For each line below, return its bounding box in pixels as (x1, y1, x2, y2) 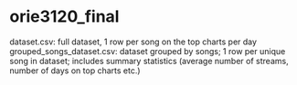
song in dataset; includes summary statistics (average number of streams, (9, 55, 290, 66)
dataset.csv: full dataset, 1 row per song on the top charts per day (9, 36, 258, 47)
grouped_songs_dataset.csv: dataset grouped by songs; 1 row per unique (9, 45, 286, 56)
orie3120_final (9, 6, 120, 27)
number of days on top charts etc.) (9, 65, 141, 76)
